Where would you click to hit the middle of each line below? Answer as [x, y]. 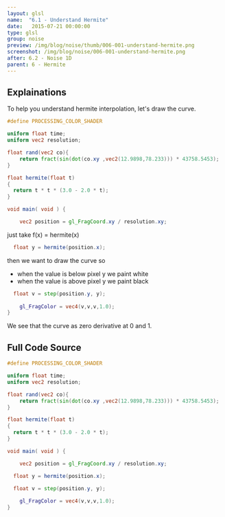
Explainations [37, 92]
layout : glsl [26, 13]
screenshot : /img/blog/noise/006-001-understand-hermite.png [96, 52]
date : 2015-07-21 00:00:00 [49, 26]
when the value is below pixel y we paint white [83, 274]
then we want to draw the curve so [56, 260]
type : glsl [23, 33]
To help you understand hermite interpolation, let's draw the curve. [102, 109]
